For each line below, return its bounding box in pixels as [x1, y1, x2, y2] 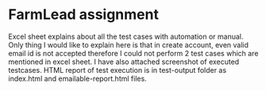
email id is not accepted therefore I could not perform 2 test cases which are [8, 48, 259, 58]
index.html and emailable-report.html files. [8, 74, 147, 83]
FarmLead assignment [8, 6, 159, 24]
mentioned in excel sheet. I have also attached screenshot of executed [8, 57, 240, 66]
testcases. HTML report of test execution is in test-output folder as [8, 65, 227, 74]
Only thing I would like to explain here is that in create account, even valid [8, 40, 249, 49]
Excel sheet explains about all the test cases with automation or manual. [8, 32, 244, 41]
